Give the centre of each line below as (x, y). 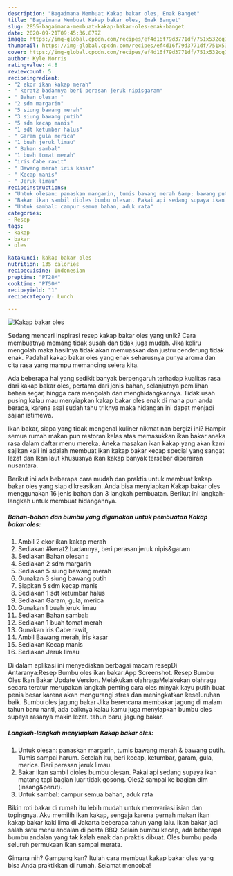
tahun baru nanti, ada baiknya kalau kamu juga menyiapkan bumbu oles (110, 710)
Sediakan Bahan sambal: (53, 615)
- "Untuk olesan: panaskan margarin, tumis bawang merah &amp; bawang (112, 194)
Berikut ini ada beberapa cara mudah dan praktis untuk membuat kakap (110, 479)
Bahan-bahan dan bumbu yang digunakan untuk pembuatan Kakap (108, 517)
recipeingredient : (34, 78)
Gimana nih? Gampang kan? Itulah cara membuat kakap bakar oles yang (111, 858)
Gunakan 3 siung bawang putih (62, 578)
